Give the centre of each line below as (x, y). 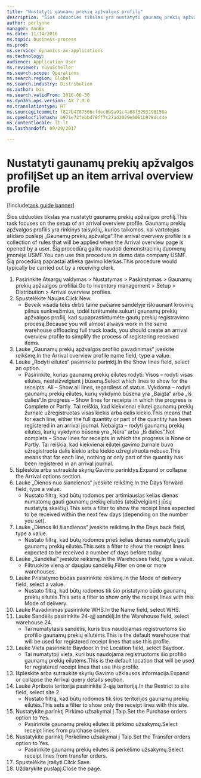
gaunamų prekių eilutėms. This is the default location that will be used (109, 660)
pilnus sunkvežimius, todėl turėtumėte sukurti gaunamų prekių (101, 311)
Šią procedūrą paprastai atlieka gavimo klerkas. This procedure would (92, 261)
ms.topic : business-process (42, 39)
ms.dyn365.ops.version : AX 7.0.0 (48, 100)
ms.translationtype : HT (36, 106)
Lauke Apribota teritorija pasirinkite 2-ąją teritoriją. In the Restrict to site (102, 686)
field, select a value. (40, 584)
